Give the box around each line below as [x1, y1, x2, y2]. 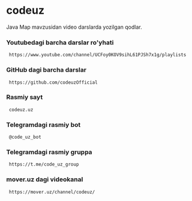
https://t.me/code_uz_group [8, 162, 79, 167]
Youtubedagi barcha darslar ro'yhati [6, 38, 114, 47]
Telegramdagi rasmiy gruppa [6, 148, 92, 156]
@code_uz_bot [8, 134, 42, 141]
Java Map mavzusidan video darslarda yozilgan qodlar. [6, 23, 142, 31]
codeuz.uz [8, 106, 34, 112]
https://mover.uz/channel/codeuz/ [8, 189, 95, 195]
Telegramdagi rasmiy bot [6, 120, 81, 129]
